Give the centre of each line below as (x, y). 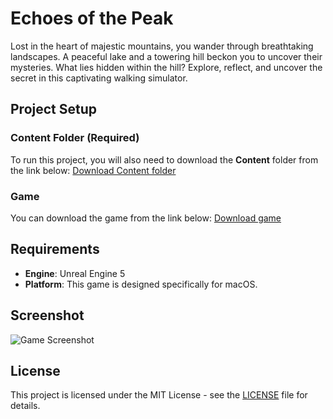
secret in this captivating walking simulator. (99, 78)
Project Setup (54, 109)
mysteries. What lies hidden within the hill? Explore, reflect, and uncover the (166, 67)
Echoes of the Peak (92, 18)
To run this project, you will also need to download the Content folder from (164, 159)
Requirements (55, 249)
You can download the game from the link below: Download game (146, 218)
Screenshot (47, 315)
